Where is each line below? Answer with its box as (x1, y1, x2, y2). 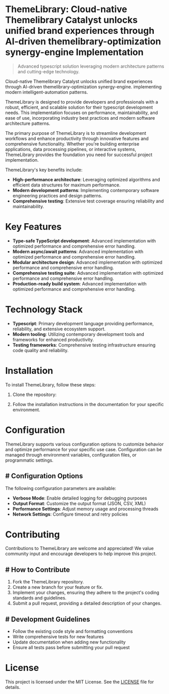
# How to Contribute (5, 565, 70, 574)
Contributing (5, 529, 60, 540)
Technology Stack (5, 304, 83, 315)
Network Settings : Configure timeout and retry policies (12, 511, 128, 517)
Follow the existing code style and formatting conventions (12, 628, 133, 634)
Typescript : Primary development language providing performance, (12, 320, 154, 326)
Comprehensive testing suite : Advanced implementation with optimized (12, 270, 163, 276)
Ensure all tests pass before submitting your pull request (12, 645, 130, 651)
